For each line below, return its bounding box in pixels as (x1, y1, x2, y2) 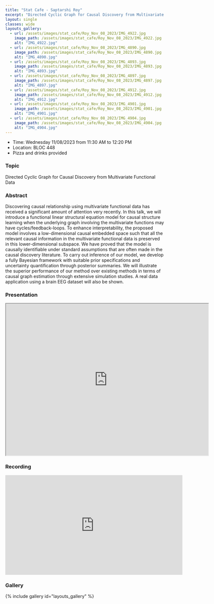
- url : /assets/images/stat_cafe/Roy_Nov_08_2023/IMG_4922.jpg (10, 31, 146, 36)
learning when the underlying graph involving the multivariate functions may (5, 220, 164, 226)
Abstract (5, 192, 28, 199)
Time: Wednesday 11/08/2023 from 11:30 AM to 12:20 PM (12, 139, 132, 145)
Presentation (5, 292, 38, 299)
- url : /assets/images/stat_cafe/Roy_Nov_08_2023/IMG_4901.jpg (10, 102, 146, 107)
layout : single (5, 17, 37, 22)
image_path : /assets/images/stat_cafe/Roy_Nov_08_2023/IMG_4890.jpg (14, 50, 162, 55)
